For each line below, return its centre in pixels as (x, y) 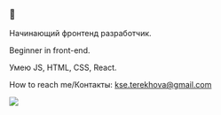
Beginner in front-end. (50, 50)
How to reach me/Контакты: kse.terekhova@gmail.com (110, 85)
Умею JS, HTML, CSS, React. (63, 68)
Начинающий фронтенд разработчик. (81, 34)
